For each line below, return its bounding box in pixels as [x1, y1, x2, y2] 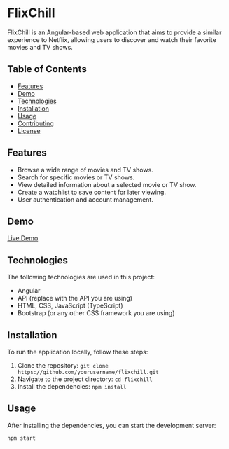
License [17, 126, 41, 134]
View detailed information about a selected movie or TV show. [17, 180, 197, 188]
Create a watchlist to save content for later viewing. [17, 188, 167, 196]
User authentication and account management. [17, 195, 154, 204]
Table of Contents [7, 63, 88, 75]
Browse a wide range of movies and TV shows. [17, 165, 154, 174]
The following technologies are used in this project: [7, 273, 155, 282]
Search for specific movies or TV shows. [17, 173, 135, 181]
